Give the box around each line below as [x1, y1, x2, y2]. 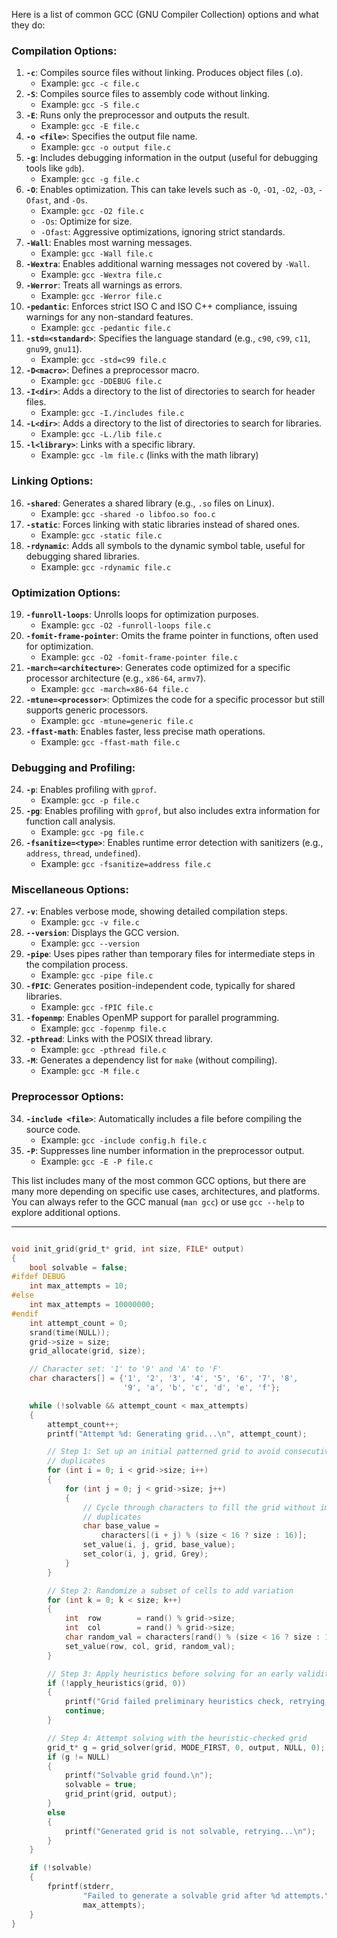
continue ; [64, 1706, 106, 1716]
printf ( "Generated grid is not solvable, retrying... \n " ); [64, 1826, 316, 1836]
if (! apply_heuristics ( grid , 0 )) [47, 1678, 187, 1688]
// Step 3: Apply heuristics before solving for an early [47, 1669, 294, 1679]
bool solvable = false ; [29, 1262, 129, 1273]
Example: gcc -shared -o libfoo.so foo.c [40, 507, 216, 519]
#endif [11, 1309, 39, 1319]
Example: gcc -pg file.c [40, 826, 145, 838]
